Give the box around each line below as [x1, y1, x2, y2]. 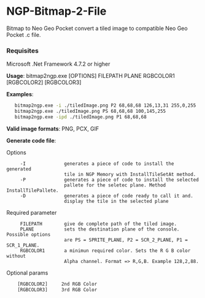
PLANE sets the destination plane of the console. [20, 226, 180, 232]
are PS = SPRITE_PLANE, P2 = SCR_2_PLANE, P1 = [64, 237, 188, 243]
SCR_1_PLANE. [6, 242, 40, 248]
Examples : [6, 91, 34, 98]
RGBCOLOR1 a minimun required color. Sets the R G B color [20, 247, 191, 254]
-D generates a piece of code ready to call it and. [20, 193, 193, 199]
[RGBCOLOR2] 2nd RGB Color [17, 281, 98, 287]
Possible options [6, 231, 51, 237]
